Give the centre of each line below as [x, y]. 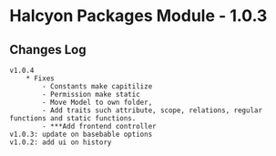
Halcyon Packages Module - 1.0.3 [138, 16]
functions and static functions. [73, 119]
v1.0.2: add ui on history [61, 142]
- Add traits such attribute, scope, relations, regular [152, 110]
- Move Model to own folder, [97, 102]
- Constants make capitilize [97, 87]
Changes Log [48, 50]
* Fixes [40, 78]
